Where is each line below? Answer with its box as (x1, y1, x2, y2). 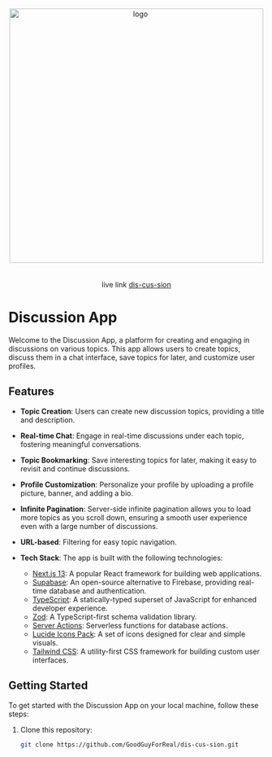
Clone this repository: (19, 724, 93, 734)
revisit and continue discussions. (19, 463, 131, 474)
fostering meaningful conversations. (19, 439, 142, 449)
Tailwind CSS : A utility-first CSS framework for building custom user (32, 646, 260, 656)
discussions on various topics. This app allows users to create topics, (8, 343, 241, 353)
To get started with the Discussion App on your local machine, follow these (8, 700, 259, 710)
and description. (19, 414, 76, 425)
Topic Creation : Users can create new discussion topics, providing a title (19, 406, 265, 416)
